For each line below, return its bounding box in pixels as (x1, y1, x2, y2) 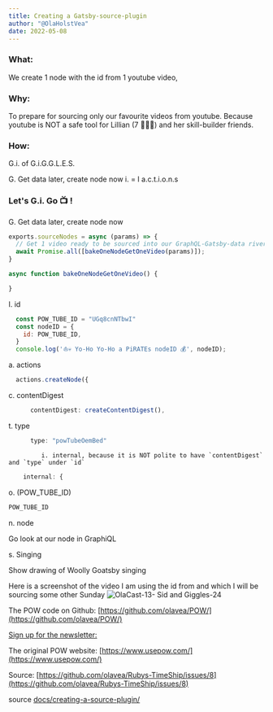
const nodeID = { (15, 322, 75, 330)
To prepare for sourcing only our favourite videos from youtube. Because (8, 111, 253, 120)
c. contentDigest (8, 391, 64, 400)
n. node (8, 518, 34, 527)
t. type (8, 421, 31, 430)
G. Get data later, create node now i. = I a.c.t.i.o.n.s (8, 174, 179, 184)
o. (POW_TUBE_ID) (8, 487, 71, 497)
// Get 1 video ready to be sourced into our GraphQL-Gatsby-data (15, 240, 245, 248)
